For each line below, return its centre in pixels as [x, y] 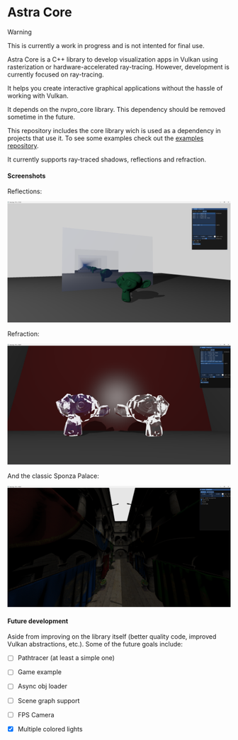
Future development [38, 621]
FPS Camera [36, 715]
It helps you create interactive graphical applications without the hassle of [115, 88]
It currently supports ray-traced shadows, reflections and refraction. [107, 159]
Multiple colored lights [50, 729]
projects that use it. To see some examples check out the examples [106, 138]
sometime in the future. [41, 117]
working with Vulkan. [38, 96]
